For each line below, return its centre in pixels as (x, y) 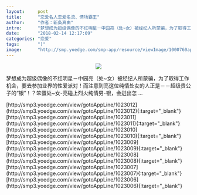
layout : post (27, 11)
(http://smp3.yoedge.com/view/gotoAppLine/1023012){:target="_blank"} (94, 111)
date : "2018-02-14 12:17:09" (50, 33)
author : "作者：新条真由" (40, 22)
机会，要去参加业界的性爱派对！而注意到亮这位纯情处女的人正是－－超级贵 (96, 85)
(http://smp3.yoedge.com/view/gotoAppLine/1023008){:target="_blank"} (94, 161)
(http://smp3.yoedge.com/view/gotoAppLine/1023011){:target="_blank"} (93, 123)
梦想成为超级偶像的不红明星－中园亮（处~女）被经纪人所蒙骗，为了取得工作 (98, 78)
